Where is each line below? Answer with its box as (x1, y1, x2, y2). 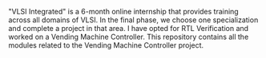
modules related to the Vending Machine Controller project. (8, 41, 204, 50)
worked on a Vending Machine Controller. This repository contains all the (8, 32, 249, 41)
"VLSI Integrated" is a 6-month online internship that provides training (8, 7, 239, 16)
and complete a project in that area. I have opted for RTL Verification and (8, 24, 249, 33)
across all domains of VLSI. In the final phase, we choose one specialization (8, 15, 259, 25)
